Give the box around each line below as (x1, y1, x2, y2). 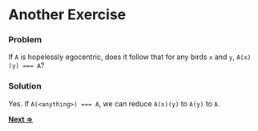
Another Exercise (8, 6, 127, 24)
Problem (8, 34, 42, 46)
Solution (8, 81, 42, 92)
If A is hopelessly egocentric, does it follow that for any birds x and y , (8, 52, 235, 62)
